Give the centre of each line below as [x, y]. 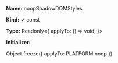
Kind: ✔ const [23, 20]
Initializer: [18, 42]
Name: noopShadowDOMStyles [44, 8]
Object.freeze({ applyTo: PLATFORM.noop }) [59, 54]
